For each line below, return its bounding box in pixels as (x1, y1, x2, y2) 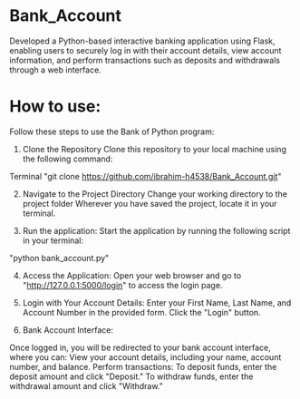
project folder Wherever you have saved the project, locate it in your (22, 198, 278, 209)
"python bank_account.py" (9, 252, 110, 263)
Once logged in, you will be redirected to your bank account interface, (9, 342, 272, 353)
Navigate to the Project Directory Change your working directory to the (22, 188, 288, 199)
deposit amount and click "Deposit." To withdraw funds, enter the (9, 371, 254, 382)
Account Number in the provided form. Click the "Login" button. (22, 307, 261, 317)
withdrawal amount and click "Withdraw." (9, 380, 163, 391)
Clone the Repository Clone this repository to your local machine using (22, 143, 287, 154)
